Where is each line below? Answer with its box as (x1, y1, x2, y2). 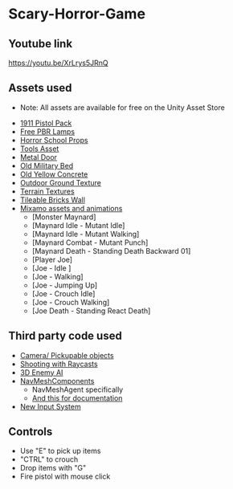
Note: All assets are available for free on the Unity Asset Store (19, 102, 225, 112)
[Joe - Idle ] (31, 263, 72, 273)
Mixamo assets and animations (19, 203, 123, 213)
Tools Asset (19, 144, 59, 153)
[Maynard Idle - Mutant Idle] (31, 220, 125, 230)
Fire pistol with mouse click (19, 471, 111, 482)
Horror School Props (19, 135, 88, 145)
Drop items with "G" (19, 463, 87, 473)
